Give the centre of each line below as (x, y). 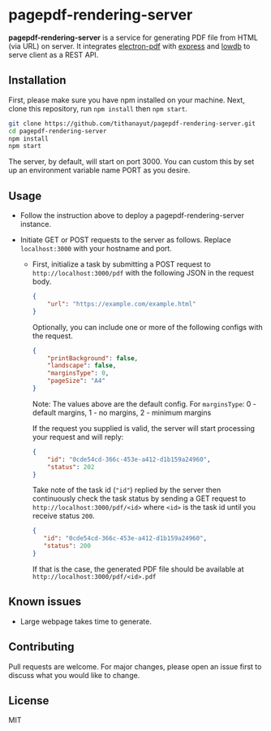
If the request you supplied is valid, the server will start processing (144, 428)
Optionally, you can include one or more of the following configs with (148, 327)
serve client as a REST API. (54, 54)
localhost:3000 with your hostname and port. (96, 249)
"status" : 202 (71, 467)
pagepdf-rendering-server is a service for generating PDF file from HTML (133, 37)
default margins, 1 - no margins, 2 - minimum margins (122, 412)
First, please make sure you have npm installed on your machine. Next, (127, 100)
